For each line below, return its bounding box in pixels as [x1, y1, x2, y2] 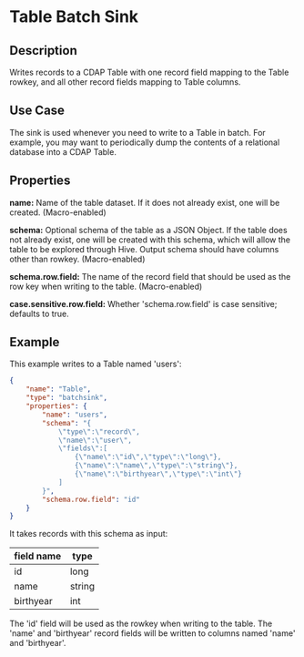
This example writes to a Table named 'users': [9, 358, 182, 370]
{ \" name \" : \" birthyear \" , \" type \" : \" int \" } [74, 469, 243, 479]
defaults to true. [9, 308, 70, 319]
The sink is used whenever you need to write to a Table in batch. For [9, 127, 266, 138]
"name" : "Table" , [25, 385, 92, 394]
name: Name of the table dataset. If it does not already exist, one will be [9, 197, 280, 208]
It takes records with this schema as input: [9, 529, 168, 539]
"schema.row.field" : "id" [42, 495, 141, 504]
